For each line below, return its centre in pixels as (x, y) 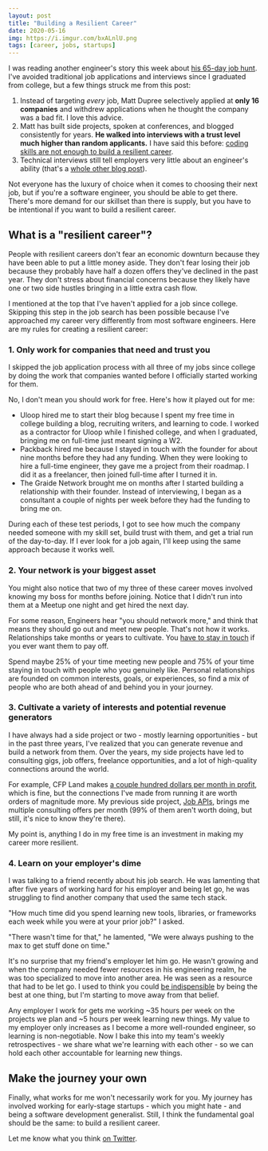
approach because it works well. (62, 550)
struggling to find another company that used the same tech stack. (118, 897)
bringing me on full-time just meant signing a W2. (101, 441)
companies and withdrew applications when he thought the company (134, 110)
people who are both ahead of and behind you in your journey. (111, 687)
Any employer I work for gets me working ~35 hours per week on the (122, 1011)
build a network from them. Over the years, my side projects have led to (126, 752)
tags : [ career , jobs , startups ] (62, 46)
